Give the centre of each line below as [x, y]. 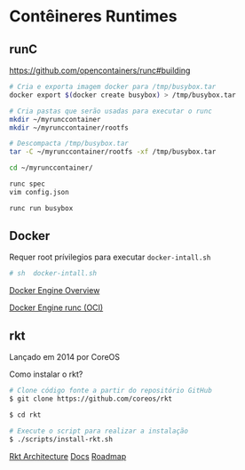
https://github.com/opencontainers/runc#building [100, 70]
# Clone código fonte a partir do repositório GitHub [111, 391]
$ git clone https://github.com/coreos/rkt [91, 399]
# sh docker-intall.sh [53, 274]
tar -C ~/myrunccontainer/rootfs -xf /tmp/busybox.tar [113, 152]
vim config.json [39, 192]
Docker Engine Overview [55, 291]
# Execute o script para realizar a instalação [99, 431]
